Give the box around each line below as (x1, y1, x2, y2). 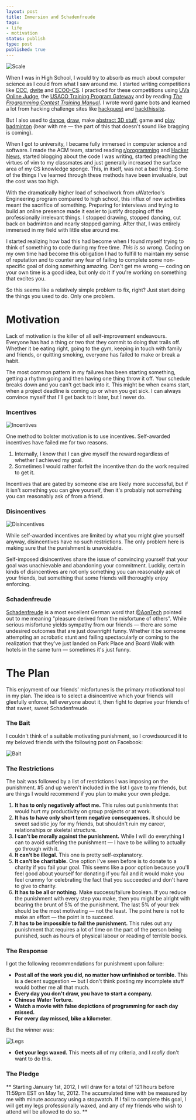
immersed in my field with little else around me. (6, 226, 120, 233)
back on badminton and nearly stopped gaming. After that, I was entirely (6, 220, 181, 227)
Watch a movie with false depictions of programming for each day (14, 1002, 178, 1010)
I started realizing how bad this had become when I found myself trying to (6, 238, 184, 245)
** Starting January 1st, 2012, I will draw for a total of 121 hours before (6, 1083, 174, 1090)
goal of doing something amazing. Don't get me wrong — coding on (26, 262, 190, 269)
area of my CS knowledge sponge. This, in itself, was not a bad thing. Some (6, 165, 188, 172)
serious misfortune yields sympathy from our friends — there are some (6, 621, 177, 628)
